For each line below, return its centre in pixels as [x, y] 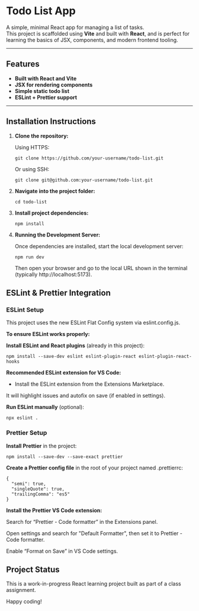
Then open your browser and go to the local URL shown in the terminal [101, 268]
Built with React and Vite [46, 78]
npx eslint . [22, 418]
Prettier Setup [27, 433]
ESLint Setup [25, 309]
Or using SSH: [32, 169]
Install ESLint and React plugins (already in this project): [76, 346]
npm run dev [29, 257]
